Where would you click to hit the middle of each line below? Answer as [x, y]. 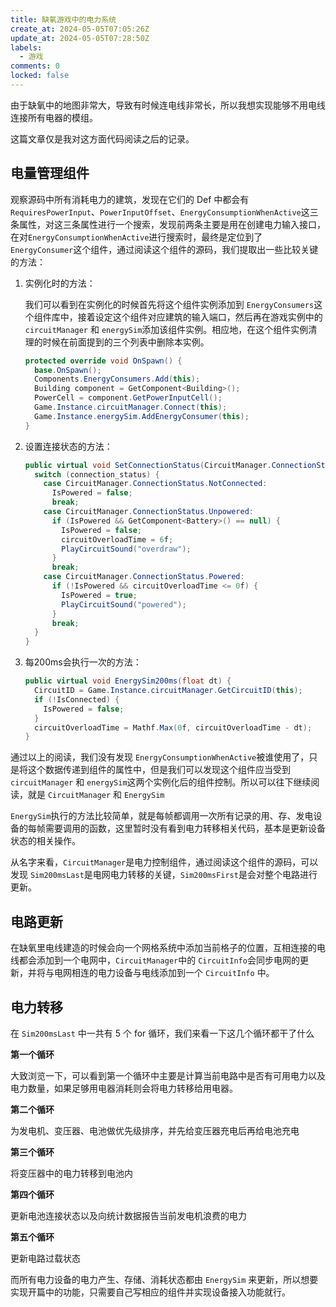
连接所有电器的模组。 [54, 117]
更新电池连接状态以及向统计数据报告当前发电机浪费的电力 [128, 1215]
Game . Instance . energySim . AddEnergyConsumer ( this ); [142, 416]
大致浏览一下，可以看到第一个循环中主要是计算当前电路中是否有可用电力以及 [168, 1075]
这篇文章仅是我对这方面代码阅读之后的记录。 [102, 138]
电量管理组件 [50, 173]
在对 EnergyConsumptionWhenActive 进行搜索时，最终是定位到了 [136, 237]
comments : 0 [35, 66]
